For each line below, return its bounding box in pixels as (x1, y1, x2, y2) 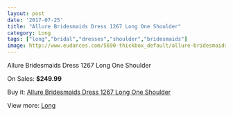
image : (7, 42, 26, 49)
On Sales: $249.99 (7, 75, 62, 83)
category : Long (7, 29, 51, 37)
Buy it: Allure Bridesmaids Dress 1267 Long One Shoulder (7, 88, 171, 96)
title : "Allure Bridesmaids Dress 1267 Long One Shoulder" (7, 23, 182, 30)
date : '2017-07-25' (7, 17, 64, 23)
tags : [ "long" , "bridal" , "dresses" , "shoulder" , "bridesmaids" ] (7, 36, 188, 43)
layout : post (7, 10, 45, 17)
